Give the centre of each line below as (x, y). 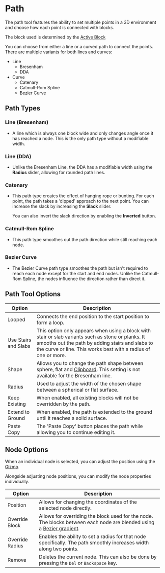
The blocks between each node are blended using (97, 522)
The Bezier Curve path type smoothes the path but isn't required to (80, 268)
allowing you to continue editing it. (76, 432)
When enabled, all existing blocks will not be (88, 397)
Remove (17, 560)
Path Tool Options (33, 294)
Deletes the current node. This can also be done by (98, 557)
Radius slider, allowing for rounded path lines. (59, 172)
